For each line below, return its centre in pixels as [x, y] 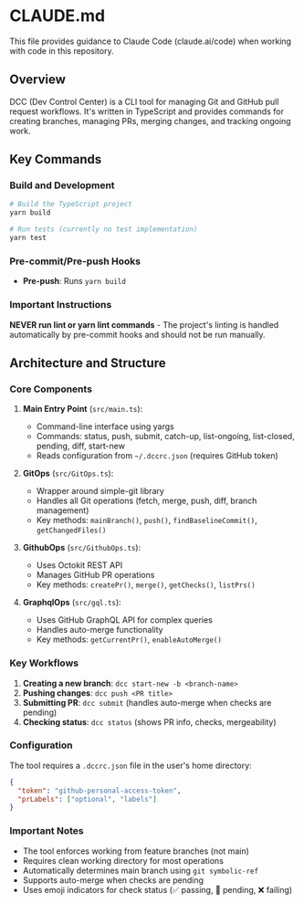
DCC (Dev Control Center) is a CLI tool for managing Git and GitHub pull [144, 101]
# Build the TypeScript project [71, 205]
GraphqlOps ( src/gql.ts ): [72, 603]
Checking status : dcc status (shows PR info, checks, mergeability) [149, 721]
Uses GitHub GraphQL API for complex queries [124, 620]
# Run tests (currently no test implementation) [104, 229]
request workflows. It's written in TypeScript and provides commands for [147, 111]
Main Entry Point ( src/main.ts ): [83, 409]
